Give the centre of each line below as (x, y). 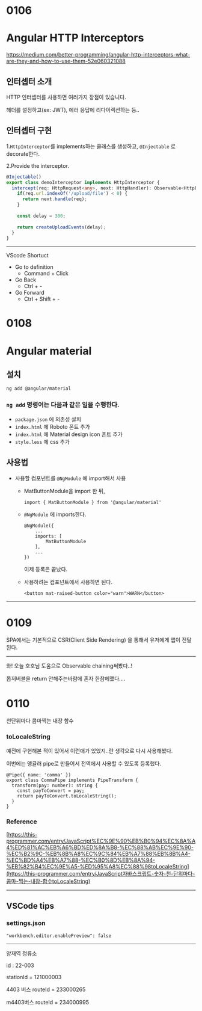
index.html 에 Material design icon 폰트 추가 (69, 434)
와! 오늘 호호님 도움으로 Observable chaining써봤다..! (69, 666)
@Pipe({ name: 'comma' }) (38, 775)
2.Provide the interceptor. (38, 165)
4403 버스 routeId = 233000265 (46, 989)
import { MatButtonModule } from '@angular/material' (93, 502)
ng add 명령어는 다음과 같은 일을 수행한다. (63, 405)
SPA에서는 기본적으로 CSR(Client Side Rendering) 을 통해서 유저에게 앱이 (93, 640)
